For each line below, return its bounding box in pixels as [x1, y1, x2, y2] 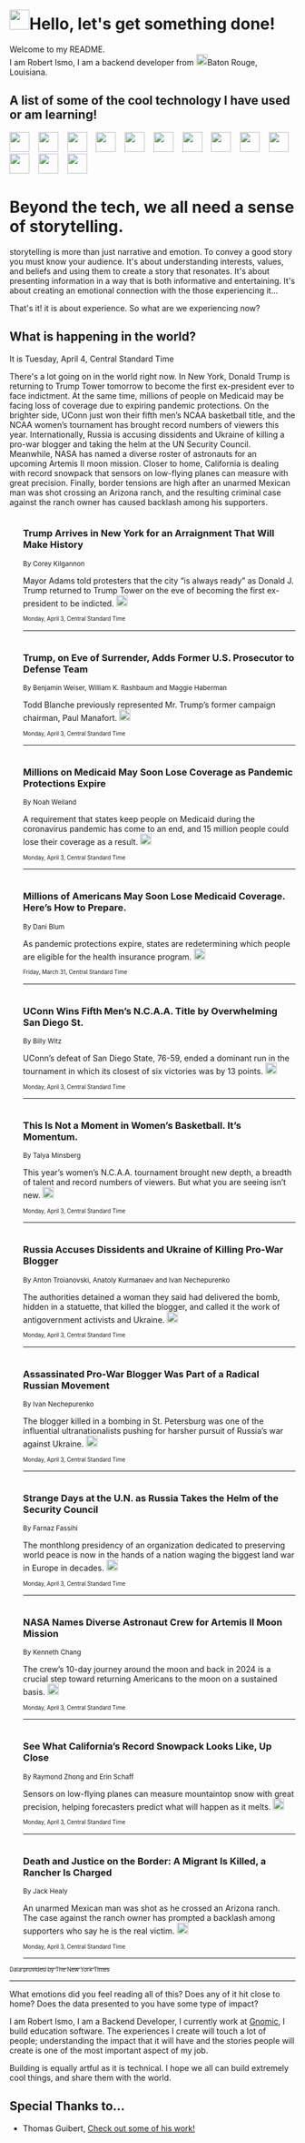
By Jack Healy [22, 1887, 68, 1896]
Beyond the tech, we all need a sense [9, 197, 295, 218]
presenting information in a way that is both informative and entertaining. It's [9, 275, 296, 286]
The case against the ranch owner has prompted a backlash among [22, 1913, 276, 1924]
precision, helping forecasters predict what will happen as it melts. [22, 1801, 271, 1812]
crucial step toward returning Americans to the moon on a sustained [22, 1673, 278, 1684]
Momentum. [22, 1130, 79, 1143]
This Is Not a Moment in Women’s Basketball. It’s [22, 1119, 242, 1132]
